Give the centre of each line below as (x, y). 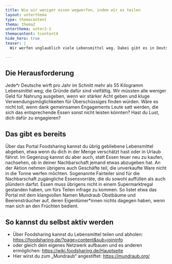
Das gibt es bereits (36, 134)
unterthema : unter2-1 (28, 29)
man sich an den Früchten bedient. (42, 206)
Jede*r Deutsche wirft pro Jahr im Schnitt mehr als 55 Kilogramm (74, 85)
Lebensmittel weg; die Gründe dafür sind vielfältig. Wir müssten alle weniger (86, 91)
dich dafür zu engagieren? (33, 118)
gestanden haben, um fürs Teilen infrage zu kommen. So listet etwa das (81, 190)
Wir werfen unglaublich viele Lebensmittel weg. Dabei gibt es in (82, 48)
